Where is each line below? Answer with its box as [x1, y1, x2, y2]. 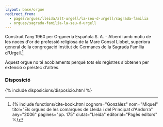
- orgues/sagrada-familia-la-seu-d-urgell [9, 20, 97, 26]
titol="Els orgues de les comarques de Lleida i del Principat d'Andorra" [12, 107, 153, 113]
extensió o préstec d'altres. [5, 64, 60, 70]
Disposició [5, 76, 31, 83]
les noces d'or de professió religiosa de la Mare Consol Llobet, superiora [5, 39, 150, 45]
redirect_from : [5, 12, 36, 16]
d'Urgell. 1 [5, 49, 24, 56]
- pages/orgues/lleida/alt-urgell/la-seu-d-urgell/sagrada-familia [9, 16, 149, 21]
